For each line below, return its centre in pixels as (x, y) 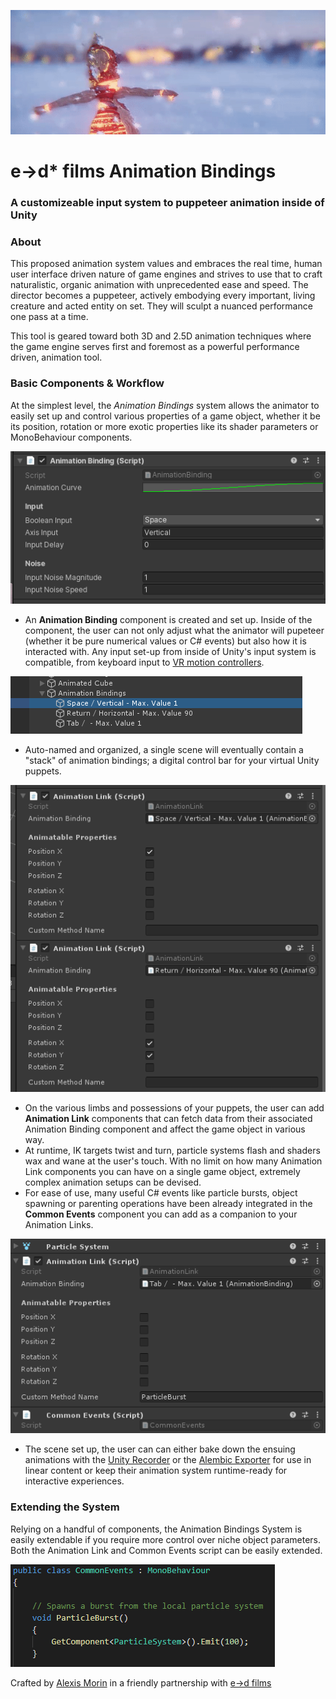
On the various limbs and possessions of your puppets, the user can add (174, 1108)
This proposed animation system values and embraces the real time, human (166, 264)
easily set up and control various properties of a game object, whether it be (165, 416)
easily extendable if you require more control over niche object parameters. (166, 1539)
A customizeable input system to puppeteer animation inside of (167, 203)
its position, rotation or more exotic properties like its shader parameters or (164, 426)
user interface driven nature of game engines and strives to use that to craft (166, 274)
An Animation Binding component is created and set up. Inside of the (168, 619)
